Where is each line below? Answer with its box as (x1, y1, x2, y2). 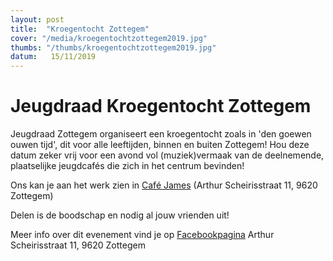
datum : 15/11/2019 (10, 52, 97, 62)
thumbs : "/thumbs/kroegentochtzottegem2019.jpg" (10, 42, 217, 53)
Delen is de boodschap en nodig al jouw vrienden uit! (10, 209, 230, 221)
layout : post (10, 14, 65, 25)
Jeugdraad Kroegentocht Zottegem (10, 95, 312, 118)
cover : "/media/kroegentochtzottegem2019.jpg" (10, 33, 208, 43)
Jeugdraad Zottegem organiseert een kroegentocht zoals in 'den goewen (10, 128, 312, 140)
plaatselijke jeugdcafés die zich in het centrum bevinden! (10, 160, 245, 172)
